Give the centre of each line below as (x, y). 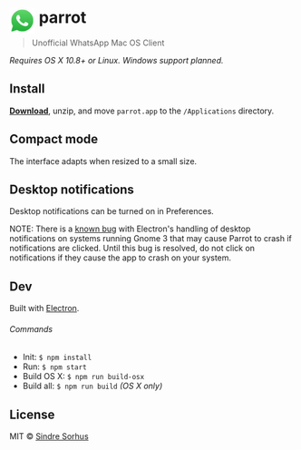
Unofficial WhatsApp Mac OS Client (98, 43)
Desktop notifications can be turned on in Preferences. (112, 211)
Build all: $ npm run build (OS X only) (92, 386)
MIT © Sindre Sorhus (49, 436)
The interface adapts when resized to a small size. (103, 161)
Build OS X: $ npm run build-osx (83, 377)
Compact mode (54, 139)
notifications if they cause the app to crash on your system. (121, 258)
